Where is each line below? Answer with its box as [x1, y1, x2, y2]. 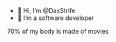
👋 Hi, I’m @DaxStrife [17, 7, 76, 14]
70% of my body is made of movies [7, 28, 109, 35]
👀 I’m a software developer [17, 14, 94, 22]
